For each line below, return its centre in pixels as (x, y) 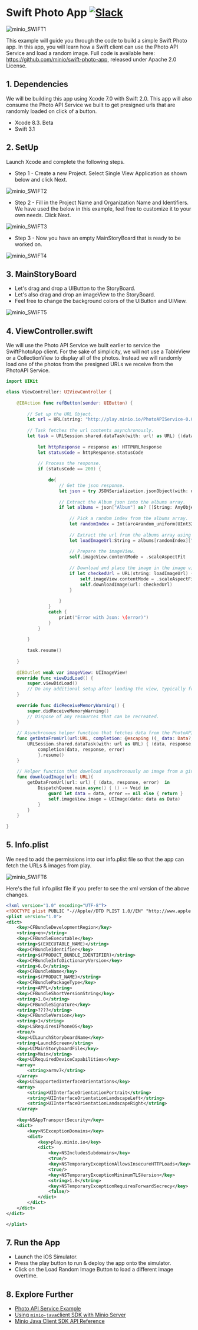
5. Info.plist (27, 845)
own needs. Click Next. (43, 215)
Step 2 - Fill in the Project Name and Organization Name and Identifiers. (102, 202)
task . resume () (44, 651)
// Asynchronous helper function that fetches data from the (93, 733)
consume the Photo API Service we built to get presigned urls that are (91, 105)
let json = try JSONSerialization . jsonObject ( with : (123, 491)
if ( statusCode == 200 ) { (69, 469)
